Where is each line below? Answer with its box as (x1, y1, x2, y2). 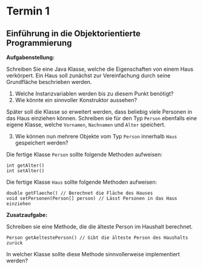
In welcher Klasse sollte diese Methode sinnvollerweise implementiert (6, 251, 180, 258)
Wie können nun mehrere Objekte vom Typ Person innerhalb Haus (15, 133, 178, 140)
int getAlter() (6, 163, 45, 169)
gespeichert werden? (15, 139, 68, 146)
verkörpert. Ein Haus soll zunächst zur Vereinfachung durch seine (6, 72, 171, 79)
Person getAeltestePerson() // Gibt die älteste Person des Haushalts (6, 235, 188, 241)
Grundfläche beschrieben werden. (6, 79, 92, 85)
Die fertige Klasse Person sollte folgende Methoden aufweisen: (6, 151, 162, 158)
